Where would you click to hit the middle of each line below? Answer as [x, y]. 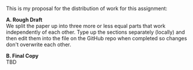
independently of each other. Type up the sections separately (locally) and [96, 32]
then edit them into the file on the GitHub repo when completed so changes [97, 38]
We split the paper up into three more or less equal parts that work [86, 26]
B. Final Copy [22, 56]
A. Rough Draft [24, 20]
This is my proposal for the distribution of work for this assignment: [87, 8]
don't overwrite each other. [39, 44]
